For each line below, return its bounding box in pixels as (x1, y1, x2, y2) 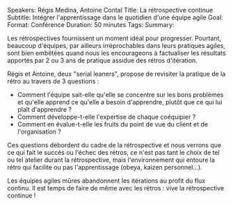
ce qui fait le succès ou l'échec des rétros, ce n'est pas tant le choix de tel (7, 149, 220, 156)
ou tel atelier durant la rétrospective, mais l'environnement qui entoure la (7, 156, 216, 164)
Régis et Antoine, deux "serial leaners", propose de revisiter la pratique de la (7, 69, 226, 78)
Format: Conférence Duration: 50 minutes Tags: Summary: (7, 21, 175, 28)
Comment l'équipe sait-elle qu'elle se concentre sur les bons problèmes (17, 90, 224, 99)
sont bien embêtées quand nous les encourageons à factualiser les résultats (7, 49, 226, 57)
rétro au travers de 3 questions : (7, 77, 99, 85)
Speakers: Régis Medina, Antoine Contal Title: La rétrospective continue (7, 6, 214, 14)
